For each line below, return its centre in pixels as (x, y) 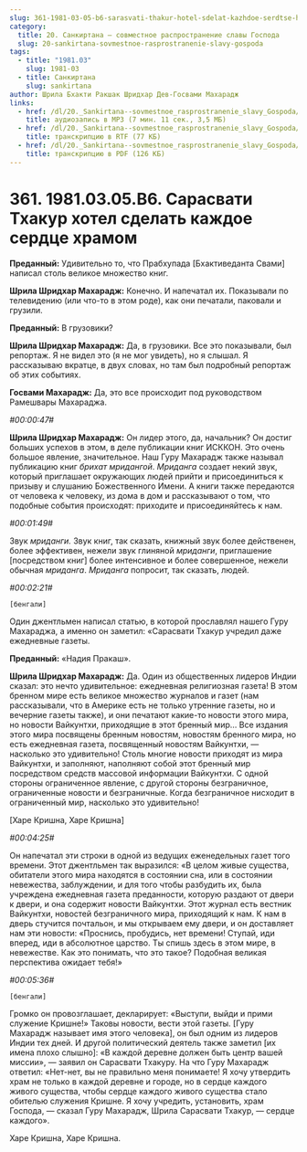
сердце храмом (74, 238)
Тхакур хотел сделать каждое (131, 218)
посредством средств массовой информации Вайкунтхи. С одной (139, 773)
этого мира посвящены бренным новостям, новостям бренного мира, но (153, 734)
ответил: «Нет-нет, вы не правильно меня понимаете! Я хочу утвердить (150, 1072)
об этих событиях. (45, 375)
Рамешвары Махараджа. (58, 402)
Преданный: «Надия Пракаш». (70, 658)
